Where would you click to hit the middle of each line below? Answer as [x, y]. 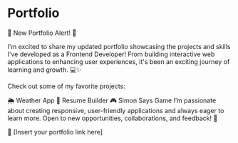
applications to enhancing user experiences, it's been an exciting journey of [119, 61]
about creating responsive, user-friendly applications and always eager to [116, 110]
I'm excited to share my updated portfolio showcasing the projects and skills [119, 46]
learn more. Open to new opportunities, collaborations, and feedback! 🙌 [113, 118]
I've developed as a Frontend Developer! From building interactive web [111, 54]
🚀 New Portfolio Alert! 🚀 [42, 33]
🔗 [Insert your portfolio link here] [55, 132]
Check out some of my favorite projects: [67, 86]
